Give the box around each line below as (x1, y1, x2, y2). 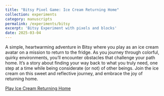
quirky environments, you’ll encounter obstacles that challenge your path (5, 55, 156, 60)
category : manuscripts (5, 16, 52, 21)
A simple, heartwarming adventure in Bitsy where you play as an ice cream (5, 44, 159, 50)
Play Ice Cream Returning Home (5, 86, 71, 91)
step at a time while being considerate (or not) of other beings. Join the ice (5, 65, 159, 71)
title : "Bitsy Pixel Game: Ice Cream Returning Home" (5, 7, 120, 12)
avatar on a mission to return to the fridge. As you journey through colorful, (5, 49, 160, 55)
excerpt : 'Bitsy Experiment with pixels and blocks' (5, 26, 117, 31)
